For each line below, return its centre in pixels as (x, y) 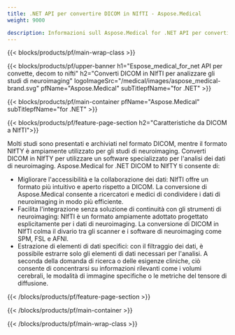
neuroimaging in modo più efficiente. (70, 202)
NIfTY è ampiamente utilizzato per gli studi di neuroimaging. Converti (107, 151)
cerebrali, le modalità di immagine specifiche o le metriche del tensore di (122, 276)
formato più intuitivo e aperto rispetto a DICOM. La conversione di (112, 187)
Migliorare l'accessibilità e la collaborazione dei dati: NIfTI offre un (113, 179)
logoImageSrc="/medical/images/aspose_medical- (148, 81)
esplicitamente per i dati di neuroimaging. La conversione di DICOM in (118, 224)
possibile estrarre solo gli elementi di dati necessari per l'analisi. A (113, 254)
